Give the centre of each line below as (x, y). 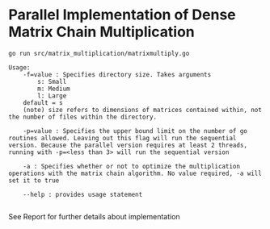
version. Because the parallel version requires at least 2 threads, (128, 145)
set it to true (34, 180)
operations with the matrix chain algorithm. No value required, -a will (135, 173)
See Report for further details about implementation (94, 216)
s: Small (52, 81)
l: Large (52, 96)
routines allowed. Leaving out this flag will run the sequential (122, 138)
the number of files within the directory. (83, 117)
